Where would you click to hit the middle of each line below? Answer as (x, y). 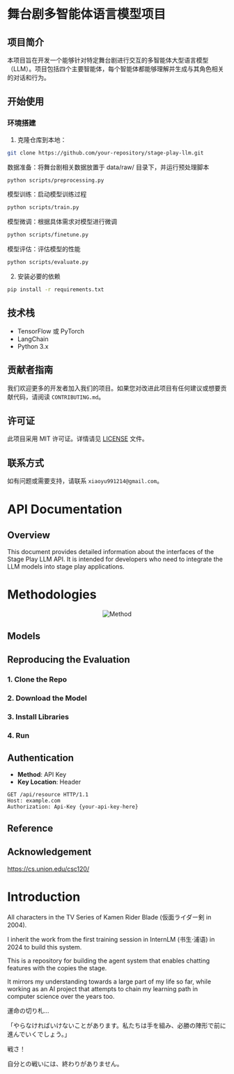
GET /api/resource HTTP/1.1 (48, 795)
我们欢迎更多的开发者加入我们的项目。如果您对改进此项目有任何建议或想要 (114, 388)
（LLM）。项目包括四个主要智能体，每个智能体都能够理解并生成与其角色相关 (116, 69)
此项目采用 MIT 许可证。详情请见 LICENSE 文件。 (78, 439)
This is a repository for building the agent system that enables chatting (109, 961)
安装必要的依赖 (39, 276)
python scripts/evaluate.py (48, 262)
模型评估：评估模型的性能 (44, 249)
